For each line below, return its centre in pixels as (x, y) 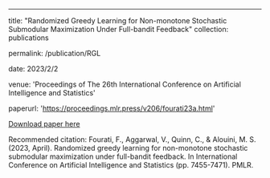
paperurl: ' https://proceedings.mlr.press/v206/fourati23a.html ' (112, 108)
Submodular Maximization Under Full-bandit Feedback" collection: (119, 29)
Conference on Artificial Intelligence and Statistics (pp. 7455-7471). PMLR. (131, 165)
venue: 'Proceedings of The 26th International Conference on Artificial (125, 84)
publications (29, 38)
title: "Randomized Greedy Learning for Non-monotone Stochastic (118, 20)
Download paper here (44, 124)
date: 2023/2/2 (33, 69)
